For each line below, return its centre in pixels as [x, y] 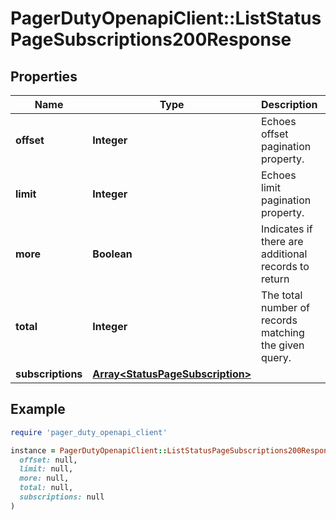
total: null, [46, 488]
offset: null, [48, 460]
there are [282, 241]
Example [38, 409]
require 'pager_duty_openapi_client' [89, 432]
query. [276, 357]
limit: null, [46, 469]
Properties [44, 76]
